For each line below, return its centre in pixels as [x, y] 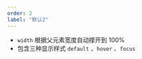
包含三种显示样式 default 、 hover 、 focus [76, 48]
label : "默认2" [28, 20]
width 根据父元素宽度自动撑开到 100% [71, 40]
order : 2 [20, 13]
